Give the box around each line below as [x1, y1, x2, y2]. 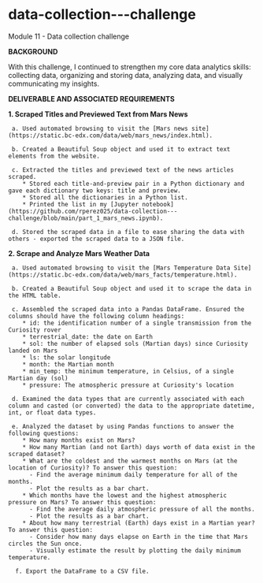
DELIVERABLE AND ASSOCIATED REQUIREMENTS [8, 94, 175, 103]
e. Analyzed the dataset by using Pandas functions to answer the [11, 422, 235, 430]
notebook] [142, 200, 175, 208]
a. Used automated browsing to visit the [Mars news [11, 124, 189, 132]
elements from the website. [8, 152, 101, 160]
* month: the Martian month [22, 360, 114, 368]
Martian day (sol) [8, 374, 69, 382]
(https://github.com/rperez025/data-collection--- [8, 207, 178, 215]
